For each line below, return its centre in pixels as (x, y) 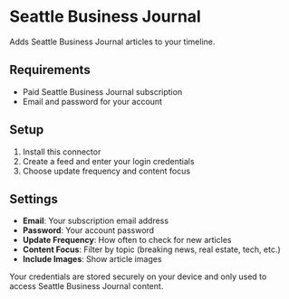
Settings (34, 199)
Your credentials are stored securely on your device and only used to (138, 276)
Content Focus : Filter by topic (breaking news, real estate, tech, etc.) (151, 249)
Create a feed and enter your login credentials (108, 161)
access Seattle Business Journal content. (87, 286)
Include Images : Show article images (92, 259)
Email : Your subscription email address (96, 221)
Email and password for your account (92, 101)
